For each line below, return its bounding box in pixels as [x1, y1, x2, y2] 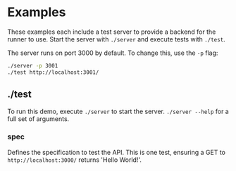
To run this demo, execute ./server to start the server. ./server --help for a [7, 107, 229, 115]
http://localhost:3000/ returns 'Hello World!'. [7, 156, 142, 164]
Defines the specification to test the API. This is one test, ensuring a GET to [7, 148, 226, 156]
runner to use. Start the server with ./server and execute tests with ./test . [7, 34, 225, 43]
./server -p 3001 [7, 62, 58, 69]
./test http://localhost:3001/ [7, 68, 99, 76]
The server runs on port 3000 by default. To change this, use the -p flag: [7, 49, 218, 57]
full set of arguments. [7, 114, 70, 123]
